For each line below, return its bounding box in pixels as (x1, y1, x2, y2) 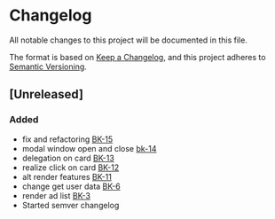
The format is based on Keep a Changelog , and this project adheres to (9, 51, 266, 62)
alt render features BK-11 (21, 171, 113, 182)
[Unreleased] (9, 87, 84, 102)
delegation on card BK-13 (21, 153, 115, 163)
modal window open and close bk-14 (21, 143, 157, 153)
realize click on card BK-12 (21, 161, 120, 173)
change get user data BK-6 (21, 181, 122, 192)
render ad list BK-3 (21, 190, 91, 200)
